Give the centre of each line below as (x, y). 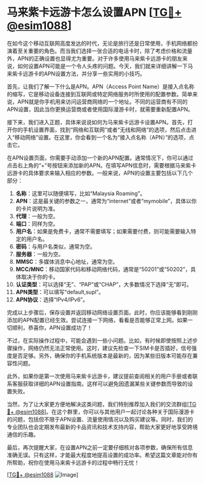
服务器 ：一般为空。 (40, 254)
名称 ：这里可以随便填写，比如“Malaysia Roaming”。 (81, 193)
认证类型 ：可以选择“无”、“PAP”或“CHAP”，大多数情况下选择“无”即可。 (104, 284)
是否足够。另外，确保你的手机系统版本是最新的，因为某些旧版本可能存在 (102, 355)
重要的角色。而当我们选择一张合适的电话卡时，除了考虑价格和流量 (110, 51)
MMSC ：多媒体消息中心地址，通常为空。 (67, 261)
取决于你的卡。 (40, 277)
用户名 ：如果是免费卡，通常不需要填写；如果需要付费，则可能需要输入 (103, 231)
